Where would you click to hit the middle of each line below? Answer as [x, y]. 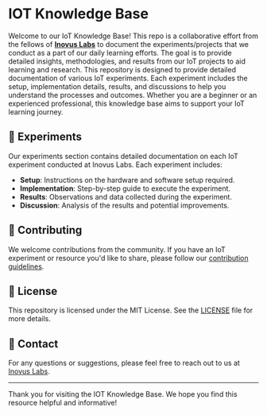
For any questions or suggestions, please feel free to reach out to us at [124, 363]
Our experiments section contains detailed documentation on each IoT [123, 156]
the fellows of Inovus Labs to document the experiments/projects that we [128, 44]
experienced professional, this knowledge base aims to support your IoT [126, 103]
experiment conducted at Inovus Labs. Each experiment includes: [115, 165]
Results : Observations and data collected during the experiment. [126, 196]
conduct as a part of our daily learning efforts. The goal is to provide [120, 52]
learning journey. [36, 111]
